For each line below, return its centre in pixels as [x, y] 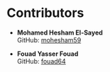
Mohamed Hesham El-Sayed [60, 32]
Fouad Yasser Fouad [48, 54]
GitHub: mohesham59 [49, 40]
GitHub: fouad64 [42, 61]
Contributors [45, 13]
